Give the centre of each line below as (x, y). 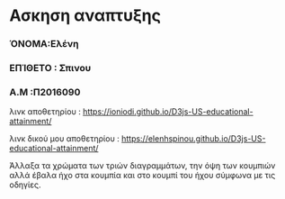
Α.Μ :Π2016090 (45, 92)
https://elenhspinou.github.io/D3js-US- (193, 139)
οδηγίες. (26, 185)
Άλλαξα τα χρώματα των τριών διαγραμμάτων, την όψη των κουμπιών (142, 166)
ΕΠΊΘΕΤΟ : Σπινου (50, 68)
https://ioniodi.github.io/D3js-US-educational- (168, 112)
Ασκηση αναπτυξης (85, 16)
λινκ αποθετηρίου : (45, 112)
